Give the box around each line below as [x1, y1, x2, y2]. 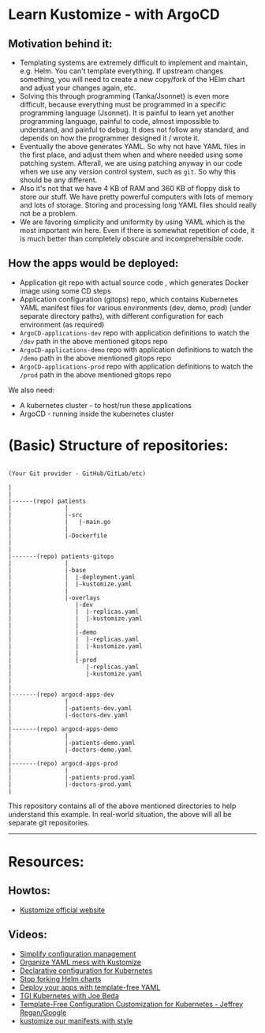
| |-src [8, 511, 83, 518]
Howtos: [8, 884, 51, 897]
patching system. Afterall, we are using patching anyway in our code [19, 159, 243, 167]
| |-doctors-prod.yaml [8, 780, 132, 788]
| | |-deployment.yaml [8, 573, 136, 581]
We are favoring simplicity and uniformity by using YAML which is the [19, 217, 245, 226]
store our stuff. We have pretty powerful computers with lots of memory [19, 192, 254, 201]
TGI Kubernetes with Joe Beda [19, 990, 120, 1000]
